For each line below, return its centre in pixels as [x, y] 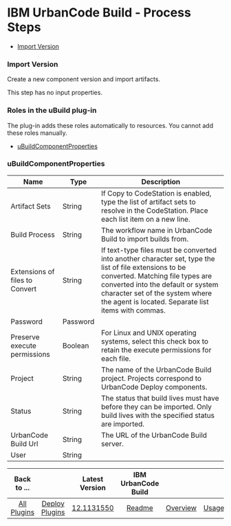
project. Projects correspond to [151, 378]
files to [22, 280]
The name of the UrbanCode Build [156, 370]
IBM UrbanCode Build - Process [99, 13]
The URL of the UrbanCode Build [154, 435]
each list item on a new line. [145, 219]
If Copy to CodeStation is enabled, [156, 193]
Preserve [25, 337]
